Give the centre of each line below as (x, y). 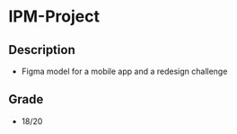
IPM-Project (54, 17)
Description (42, 50)
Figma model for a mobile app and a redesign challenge (124, 71)
